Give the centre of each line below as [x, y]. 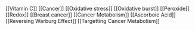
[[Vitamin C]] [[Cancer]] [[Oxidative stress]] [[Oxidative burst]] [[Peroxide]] [97, 9]
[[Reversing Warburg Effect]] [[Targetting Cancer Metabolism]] [83, 21]
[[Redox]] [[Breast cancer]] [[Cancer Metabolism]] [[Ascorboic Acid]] [91, 15]
